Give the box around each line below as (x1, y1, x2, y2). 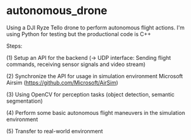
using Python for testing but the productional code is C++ (6, 30, 151, 37)
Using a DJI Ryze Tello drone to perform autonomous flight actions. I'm (6, 24, 185, 31)
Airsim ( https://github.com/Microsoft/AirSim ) (6, 79, 118, 86)
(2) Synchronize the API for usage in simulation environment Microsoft (6, 72, 183, 79)
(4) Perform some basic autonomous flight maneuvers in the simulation (6, 109, 186, 116)
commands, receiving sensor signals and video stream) (6, 61, 146, 68)
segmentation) (6, 97, 43, 105)
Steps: (6, 42, 23, 50)
